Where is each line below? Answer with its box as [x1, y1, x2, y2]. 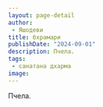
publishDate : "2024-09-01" [8, 41, 96, 48]
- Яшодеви [11, 26, 44, 34]
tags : [8, 55, 26, 63]
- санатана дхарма [11, 62, 72, 70]
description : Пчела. [8, 48, 76, 55]
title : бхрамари [8, 33, 61, 41]
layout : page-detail [8, 11, 76, 20]
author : [8, 19, 34, 27]
